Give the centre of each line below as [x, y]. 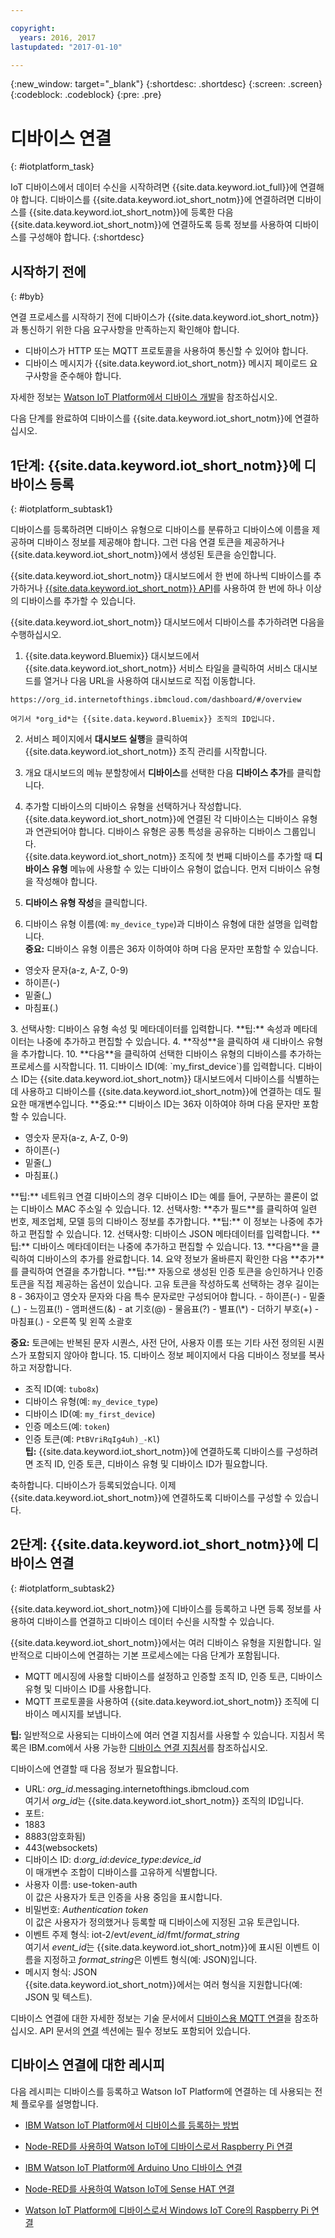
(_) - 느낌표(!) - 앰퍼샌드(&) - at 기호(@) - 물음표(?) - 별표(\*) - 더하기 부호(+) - [165, 1308]
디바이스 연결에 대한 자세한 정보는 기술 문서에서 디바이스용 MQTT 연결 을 [151, 2018]
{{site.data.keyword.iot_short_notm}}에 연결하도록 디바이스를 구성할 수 [151, 1497]
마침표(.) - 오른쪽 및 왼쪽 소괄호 [71, 1321]
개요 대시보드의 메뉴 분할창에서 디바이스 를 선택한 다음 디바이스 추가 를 [159, 772]
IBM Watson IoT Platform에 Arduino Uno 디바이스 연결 [133, 2167]
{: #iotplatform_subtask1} [62, 508]
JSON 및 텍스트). [58, 1997]
